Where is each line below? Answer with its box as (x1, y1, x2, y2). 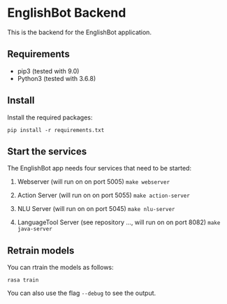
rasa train (7, 277, 39, 284)
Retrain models (7, 245, 75, 256)
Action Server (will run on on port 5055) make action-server (17, 191, 190, 200)
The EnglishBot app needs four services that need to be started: (7, 164, 192, 173)
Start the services (7, 145, 87, 157)
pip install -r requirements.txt (7, 126, 105, 133)
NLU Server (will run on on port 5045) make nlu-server (17, 205, 175, 213)
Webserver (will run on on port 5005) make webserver (17, 178, 170, 186)
